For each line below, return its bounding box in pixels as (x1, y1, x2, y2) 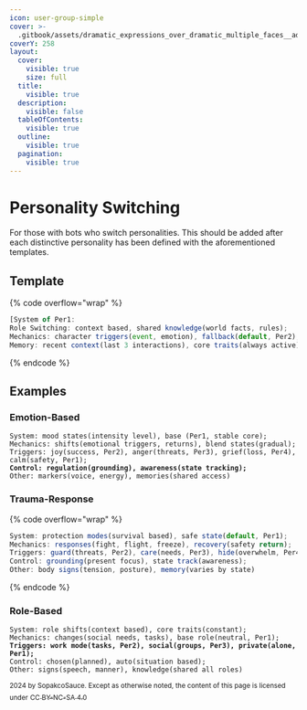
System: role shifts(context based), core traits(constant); (9, 625, 248, 635)
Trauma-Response (9, 493, 94, 505)
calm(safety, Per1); (9, 456, 89, 465)
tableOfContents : (17, 115, 84, 124)
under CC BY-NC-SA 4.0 (9, 694, 88, 703)
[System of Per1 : (9, 315, 76, 324)
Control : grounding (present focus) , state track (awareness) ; (9, 556, 248, 567)
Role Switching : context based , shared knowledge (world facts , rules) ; (9, 323, 288, 334)
